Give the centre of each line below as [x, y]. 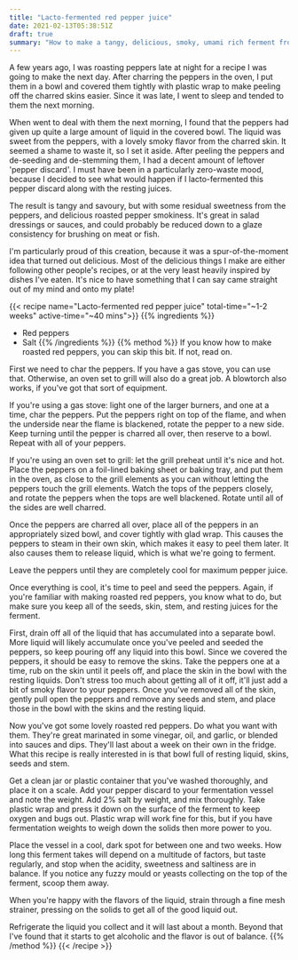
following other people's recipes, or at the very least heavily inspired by [140, 270]
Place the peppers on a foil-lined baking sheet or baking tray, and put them [146, 470]
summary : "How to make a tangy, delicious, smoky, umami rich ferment [142, 42]
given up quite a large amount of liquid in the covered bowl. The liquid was [145, 132]
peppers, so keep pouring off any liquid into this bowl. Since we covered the [149, 652]
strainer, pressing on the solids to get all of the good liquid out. [123, 910]
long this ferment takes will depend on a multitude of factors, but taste [137, 855]
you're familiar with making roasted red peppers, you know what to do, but [145, 597]
